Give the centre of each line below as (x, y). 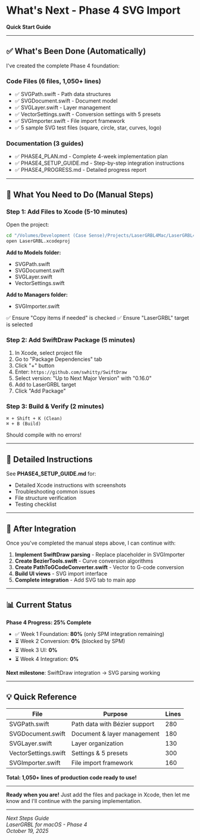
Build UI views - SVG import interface (61, 574)
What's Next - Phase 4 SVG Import (93, 10)
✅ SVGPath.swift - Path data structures (63, 94)
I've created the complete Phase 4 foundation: (63, 66)
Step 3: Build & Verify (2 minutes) (55, 406)
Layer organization (97, 743)
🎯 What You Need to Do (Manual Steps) (80, 194)
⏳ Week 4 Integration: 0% (47, 659)
